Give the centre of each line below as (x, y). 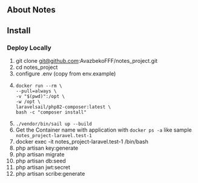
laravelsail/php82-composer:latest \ (63, 107)
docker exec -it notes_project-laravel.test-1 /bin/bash (82, 142)
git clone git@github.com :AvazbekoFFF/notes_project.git (87, 61)
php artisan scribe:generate (50, 174)
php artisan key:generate (47, 148)
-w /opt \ (28, 102)
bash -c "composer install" (51, 112)
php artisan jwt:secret (43, 167)
